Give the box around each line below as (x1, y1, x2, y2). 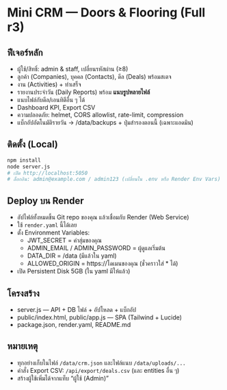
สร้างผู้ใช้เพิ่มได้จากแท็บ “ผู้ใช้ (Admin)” (16, 374, 109, 382)
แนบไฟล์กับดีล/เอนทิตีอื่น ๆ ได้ (16, 96, 85, 103)
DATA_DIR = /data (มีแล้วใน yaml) (27, 252, 118, 260)
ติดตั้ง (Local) (7, 138, 58, 150)
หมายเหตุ (7, 341, 38, 352)
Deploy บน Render (7, 195, 84, 206)
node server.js (7, 163, 51, 170)
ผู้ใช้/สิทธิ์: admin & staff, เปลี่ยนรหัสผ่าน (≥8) (16, 65, 129, 73)
